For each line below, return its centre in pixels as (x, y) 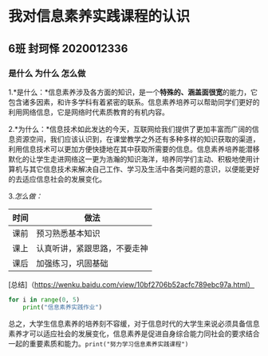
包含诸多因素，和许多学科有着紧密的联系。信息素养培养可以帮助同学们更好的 (134, 102)
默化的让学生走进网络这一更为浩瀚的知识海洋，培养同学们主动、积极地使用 (130, 159)
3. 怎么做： (26, 196)
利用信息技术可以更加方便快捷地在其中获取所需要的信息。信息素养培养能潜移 (134, 149)
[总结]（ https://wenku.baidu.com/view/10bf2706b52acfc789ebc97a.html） (132, 284)
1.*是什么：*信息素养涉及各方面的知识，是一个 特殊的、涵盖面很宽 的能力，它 (133, 92)
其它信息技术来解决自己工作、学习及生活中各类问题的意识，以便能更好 (144, 169)
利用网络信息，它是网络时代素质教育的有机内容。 (89, 112)
